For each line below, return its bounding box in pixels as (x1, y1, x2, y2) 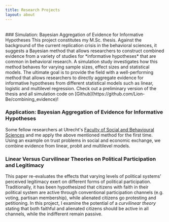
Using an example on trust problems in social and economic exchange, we (5, 137, 161, 143)
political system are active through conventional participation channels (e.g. (5, 190, 164, 196)
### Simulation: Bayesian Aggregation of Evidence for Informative (5, 31, 144, 38)
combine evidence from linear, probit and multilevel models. (5, 142, 130, 149)
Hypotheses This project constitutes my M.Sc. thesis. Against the (5, 36, 142, 43)
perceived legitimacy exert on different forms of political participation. (5, 178, 151, 185)
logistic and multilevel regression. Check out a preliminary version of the (5, 85, 156, 91)
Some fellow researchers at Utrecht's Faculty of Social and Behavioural (5, 126, 154, 132)
